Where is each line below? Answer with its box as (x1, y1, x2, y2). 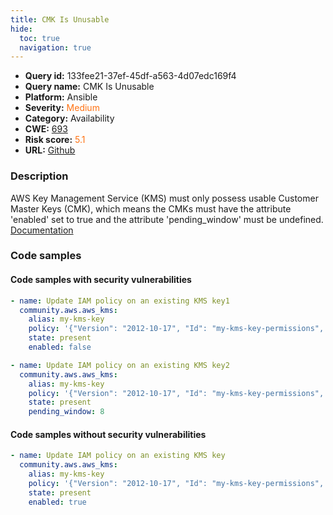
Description (10, 169, 69, 183)
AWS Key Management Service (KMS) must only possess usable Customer (10, 192, 319, 204)
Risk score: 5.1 (24, 134, 86, 146)
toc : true (19, 33, 60, 43)
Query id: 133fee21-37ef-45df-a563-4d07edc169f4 (24, 70, 237, 82)
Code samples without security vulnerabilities (10, 428, 207, 440)
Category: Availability (24, 112, 115, 125)
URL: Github (24, 144, 76, 156)
